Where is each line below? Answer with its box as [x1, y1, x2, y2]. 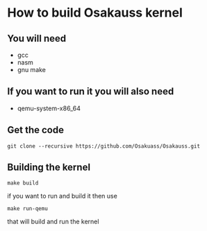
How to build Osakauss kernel [7, 5, 183, 21]
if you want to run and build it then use [7, 192, 118, 200]
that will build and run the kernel [7, 217, 99, 226]
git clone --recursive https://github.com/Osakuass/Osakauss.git [7, 142, 200, 150]
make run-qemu [7, 205, 49, 212]
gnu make [17, 66, 47, 74]
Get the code [7, 124, 65, 136]
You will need [7, 33, 67, 44]
